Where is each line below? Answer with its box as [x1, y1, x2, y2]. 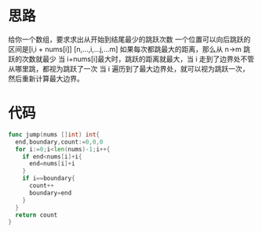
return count [15, 211, 58, 219]
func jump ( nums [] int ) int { [8, 130, 100, 138]
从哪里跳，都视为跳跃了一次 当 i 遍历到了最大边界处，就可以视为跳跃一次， [8, 64, 249, 73]
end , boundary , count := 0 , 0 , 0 [15, 138, 104, 146]
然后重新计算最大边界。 [8, 74, 84, 83]
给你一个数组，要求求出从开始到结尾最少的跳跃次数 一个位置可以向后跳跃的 [8, 35, 251, 44]
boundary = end [28, 189, 72, 197]
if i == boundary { [22, 174, 76, 183]
